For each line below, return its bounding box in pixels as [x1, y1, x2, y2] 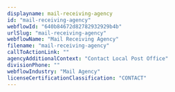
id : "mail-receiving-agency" [7, 17, 91, 24]
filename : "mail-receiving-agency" [7, 42, 110, 49]
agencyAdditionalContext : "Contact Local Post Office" [7, 55, 169, 62]
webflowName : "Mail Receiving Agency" [7, 36, 119, 43]
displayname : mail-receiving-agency [7, 10, 113, 17]
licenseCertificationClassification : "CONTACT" [7, 74, 147, 82]
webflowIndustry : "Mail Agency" [7, 68, 100, 75]
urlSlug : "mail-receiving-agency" [7, 29, 107, 37]
